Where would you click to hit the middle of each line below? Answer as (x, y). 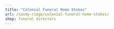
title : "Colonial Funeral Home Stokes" (46, 10)
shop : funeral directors (31, 19)
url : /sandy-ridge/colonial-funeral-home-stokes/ (57, 14)
